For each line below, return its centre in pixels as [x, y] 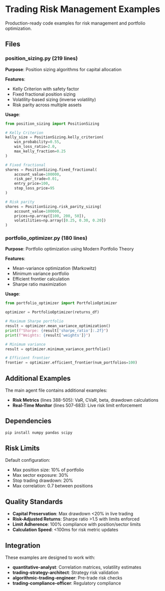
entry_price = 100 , [32, 184]
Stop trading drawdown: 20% [43, 481]
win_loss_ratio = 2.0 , [35, 147]
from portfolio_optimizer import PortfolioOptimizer [61, 303]
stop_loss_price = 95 [34, 188]
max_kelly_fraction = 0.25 [40, 151]
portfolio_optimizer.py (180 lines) [46, 238]
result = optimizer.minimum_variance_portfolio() [58, 349]
